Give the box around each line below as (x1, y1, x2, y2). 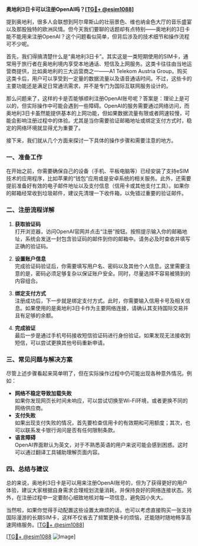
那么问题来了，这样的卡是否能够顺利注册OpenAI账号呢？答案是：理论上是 (6, 95, 184, 102)
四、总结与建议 (6, 465, 49, 473)
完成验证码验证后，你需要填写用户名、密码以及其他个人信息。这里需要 (14, 262, 186, 269)
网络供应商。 (14, 404, 46, 412)
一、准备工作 (6, 153, 43, 161)
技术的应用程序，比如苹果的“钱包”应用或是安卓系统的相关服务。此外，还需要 (6, 175, 192, 182)
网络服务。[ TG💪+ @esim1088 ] (11, 521, 84, 528)
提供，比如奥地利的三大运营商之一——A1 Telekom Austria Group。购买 (16, 68, 187, 74)
